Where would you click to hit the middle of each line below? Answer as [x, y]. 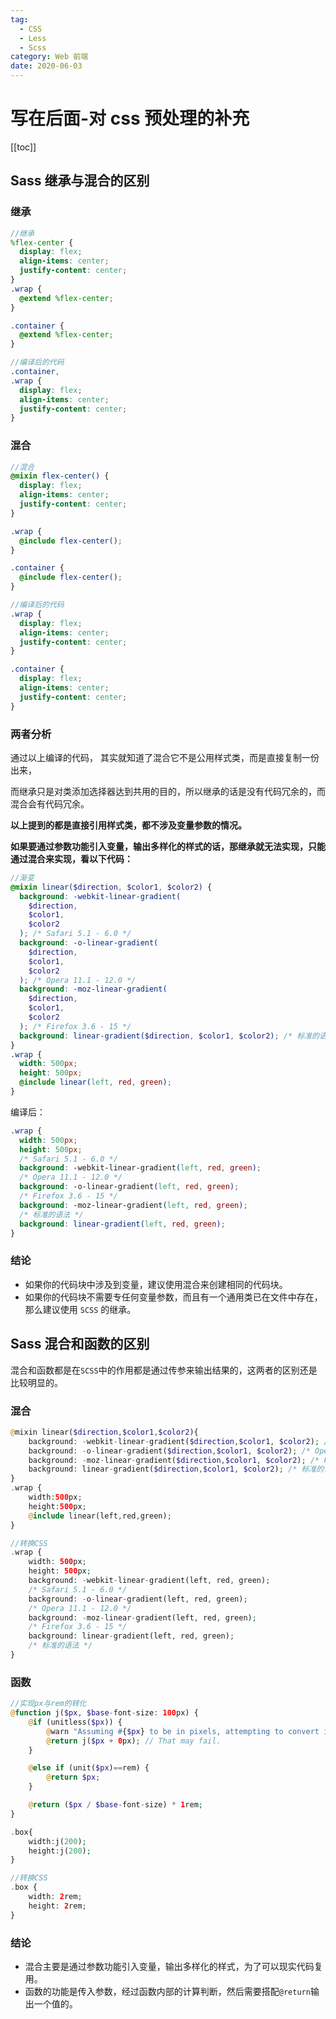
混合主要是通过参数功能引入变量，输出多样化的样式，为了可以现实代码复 [173, 1966]
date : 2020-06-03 [46, 66]
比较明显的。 [36, 1382]
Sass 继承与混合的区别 [80, 181]
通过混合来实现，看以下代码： [71, 858]
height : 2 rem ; [57, 1906]
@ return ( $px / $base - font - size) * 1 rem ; [115, 1805]
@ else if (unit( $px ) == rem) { [89, 1768]
